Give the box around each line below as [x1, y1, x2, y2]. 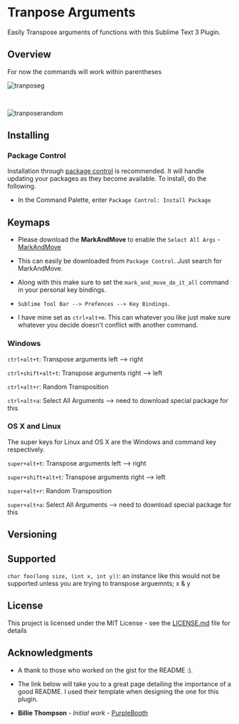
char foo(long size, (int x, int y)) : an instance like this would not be [7, 572, 221, 580]
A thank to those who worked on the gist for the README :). [17, 666, 193, 674]
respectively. [7, 445, 45, 453]
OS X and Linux [7, 421, 62, 431]
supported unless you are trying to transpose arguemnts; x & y [7, 579, 191, 588]
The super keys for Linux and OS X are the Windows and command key [7, 437, 217, 446]
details [7, 626, 27, 634]
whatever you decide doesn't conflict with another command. [17, 321, 198, 330]
